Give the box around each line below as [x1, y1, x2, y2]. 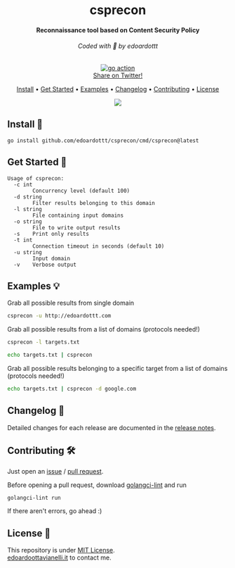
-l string [13, 206, 42, 213]
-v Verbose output [13, 261, 77, 268]
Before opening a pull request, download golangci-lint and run [7, 481, 187, 489]
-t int [13, 236, 33, 244]
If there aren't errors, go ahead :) [7, 507, 102, 515]
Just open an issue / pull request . [7, 467, 104, 475]
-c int [13, 181, 33, 188]
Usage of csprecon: [7, 175, 65, 182]
